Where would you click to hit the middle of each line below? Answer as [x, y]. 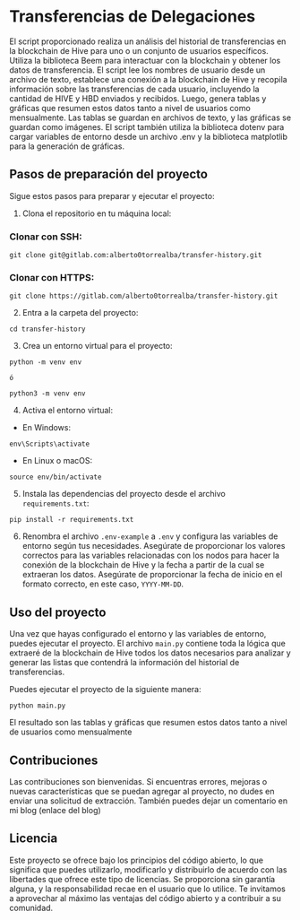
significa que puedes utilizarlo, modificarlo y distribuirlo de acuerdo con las [148, 869]
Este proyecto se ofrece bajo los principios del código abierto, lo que [137, 860]
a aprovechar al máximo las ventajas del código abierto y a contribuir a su [146, 898]
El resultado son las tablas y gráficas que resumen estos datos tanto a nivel [149, 723]
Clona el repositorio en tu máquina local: [97, 213]
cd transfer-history [48, 329]
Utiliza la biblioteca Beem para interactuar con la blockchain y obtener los [145, 60]
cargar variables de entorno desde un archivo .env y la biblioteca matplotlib [149, 136]
